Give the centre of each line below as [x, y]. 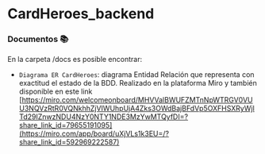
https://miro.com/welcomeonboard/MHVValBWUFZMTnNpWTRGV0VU [137, 100]
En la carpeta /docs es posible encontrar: [75, 60]
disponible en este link [56, 91]
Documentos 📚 [38, 39]
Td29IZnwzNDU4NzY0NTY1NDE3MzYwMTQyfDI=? [103, 117]
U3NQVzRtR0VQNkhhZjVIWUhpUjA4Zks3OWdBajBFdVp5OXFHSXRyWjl [136, 109]
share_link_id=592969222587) [69, 142]
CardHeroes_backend [81, 14]
